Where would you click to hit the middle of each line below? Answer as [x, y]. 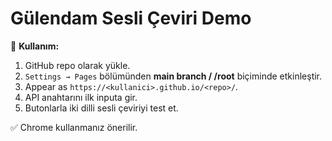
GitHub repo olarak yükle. [77, 65]
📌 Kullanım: [35, 46]
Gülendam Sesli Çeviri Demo [131, 18]
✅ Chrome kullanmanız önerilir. [74, 127]
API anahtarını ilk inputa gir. [81, 97]
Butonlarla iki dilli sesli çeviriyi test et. [101, 108]
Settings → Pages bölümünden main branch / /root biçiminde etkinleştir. [173, 76]
